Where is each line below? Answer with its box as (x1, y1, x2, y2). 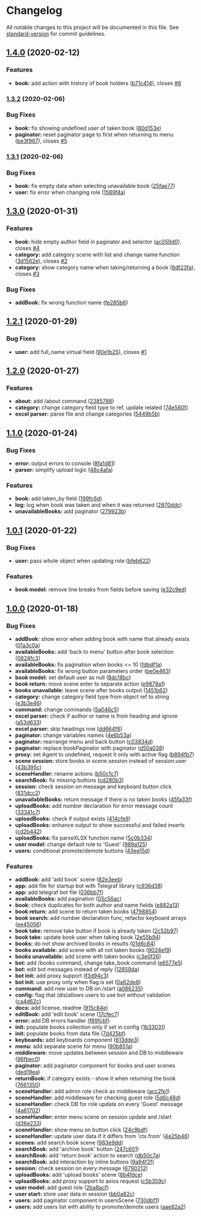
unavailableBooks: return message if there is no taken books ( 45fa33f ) (14, 796, 193, 803)
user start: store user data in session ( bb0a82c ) (14, 1191, 135, 1198)
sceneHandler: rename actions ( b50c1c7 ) (14, 770, 119, 777)
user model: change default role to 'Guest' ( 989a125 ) (14, 841, 147, 848)
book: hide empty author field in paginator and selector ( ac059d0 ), (14, 238, 182, 245)
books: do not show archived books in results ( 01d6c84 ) (14, 940, 156, 947)
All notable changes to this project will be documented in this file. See (6, 24, 179, 31)
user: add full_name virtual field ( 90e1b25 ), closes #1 (14, 348, 147, 355)
